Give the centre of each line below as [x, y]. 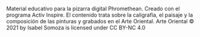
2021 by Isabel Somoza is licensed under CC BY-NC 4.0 [76, 27]
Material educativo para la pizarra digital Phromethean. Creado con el [93, 9]
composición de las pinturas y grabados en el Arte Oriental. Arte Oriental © [100, 21]
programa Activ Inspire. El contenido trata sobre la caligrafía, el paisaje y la [100, 15]
